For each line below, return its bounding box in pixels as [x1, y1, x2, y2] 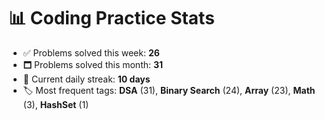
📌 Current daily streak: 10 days [22, 73, 151, 85]
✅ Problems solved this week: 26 [22, 46, 160, 59]
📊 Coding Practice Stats [8, 7, 215, 30]
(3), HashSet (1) [22, 98, 90, 110]
